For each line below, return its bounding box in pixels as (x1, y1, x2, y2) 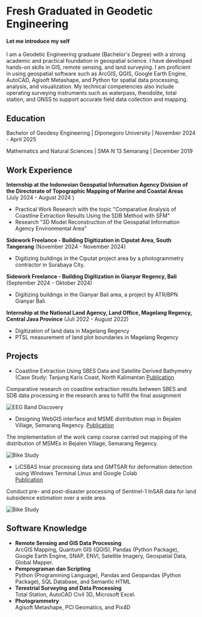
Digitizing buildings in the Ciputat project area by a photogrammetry (14, 255, 184, 262)
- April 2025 (6, 136, 36, 143)
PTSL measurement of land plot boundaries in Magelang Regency (14, 334, 179, 341)
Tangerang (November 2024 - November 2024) (6, 243, 126, 250)
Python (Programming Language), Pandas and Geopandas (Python (14, 571, 181, 578)
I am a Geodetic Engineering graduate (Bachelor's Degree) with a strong (6, 51, 186, 58)
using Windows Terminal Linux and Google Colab (14, 470, 137, 477)
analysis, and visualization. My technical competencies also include (6, 83, 174, 90)
